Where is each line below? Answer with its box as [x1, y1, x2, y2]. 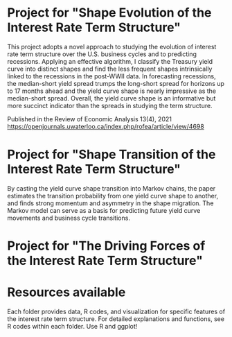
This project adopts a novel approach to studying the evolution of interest [7, 42, 217, 51]
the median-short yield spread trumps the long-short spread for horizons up [7, 79, 225, 87]
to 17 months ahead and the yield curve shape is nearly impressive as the [7, 87, 217, 95]
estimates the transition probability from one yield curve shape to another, [7, 191, 219, 200]
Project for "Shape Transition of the [7, 147, 216, 162]
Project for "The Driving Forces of [7, 238, 206, 254]
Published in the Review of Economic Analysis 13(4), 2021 [7, 114, 172, 123]
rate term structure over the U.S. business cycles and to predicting [7, 50, 197, 58]
